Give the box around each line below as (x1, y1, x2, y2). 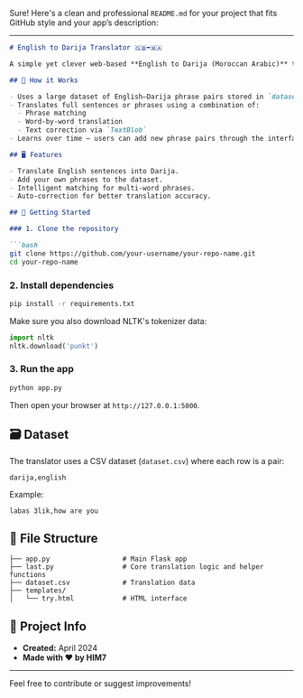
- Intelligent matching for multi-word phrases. (9, 183, 196, 192)
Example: (9, 489, 44, 499)
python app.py (9, 383, 63, 392)
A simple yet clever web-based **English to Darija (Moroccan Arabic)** (9, 59, 289, 69)
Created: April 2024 (22, 643, 97, 654)
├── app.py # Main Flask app (9, 554, 188, 563)
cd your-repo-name (9, 257, 78, 266)
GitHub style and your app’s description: (9, 17, 160, 28)
